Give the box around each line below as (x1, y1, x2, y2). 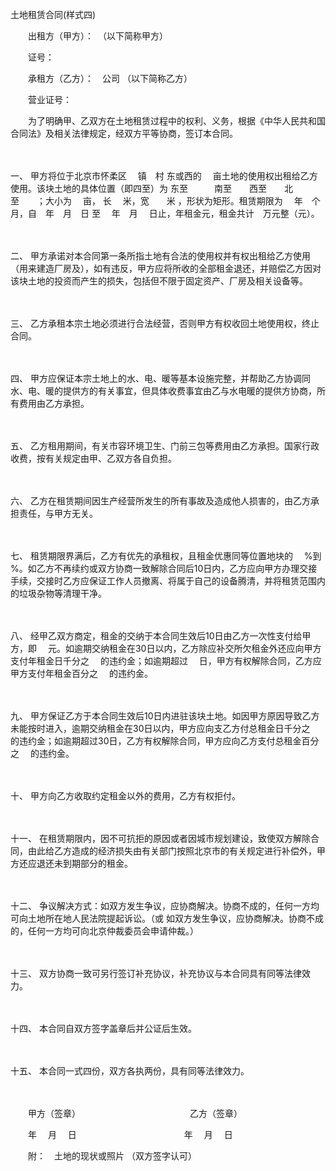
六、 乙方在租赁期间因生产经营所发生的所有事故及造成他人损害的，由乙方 (10, 495, 311, 507)
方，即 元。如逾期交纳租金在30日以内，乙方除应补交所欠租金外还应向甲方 (10, 643, 322, 654)
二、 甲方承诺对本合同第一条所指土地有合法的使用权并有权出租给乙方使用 (10, 250, 311, 262)
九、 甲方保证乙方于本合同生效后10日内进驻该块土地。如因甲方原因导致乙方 (10, 710, 320, 722)
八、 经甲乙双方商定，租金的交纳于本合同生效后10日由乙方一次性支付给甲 (10, 630, 312, 642)
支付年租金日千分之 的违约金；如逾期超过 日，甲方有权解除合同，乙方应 (10, 655, 322, 667)
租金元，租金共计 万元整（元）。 (183, 208, 320, 219)
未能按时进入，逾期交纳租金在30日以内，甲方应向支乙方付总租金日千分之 (10, 723, 311, 734)
